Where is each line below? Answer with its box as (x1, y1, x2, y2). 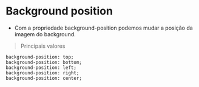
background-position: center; (5, 75, 83, 81)
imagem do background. (14, 30, 76, 37)
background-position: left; (5, 65, 77, 71)
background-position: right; (5, 69, 79, 76)
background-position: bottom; (5, 59, 83, 65)
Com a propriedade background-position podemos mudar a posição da (14, 24, 194, 31)
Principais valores (20, 42, 66, 50)
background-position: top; (5, 54, 74, 60)
